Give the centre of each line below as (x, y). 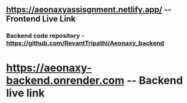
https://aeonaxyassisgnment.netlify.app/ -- (89, 10)
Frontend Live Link (41, 19)
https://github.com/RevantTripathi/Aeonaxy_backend (85, 43)
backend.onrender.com (65, 80)
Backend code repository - (45, 36)
